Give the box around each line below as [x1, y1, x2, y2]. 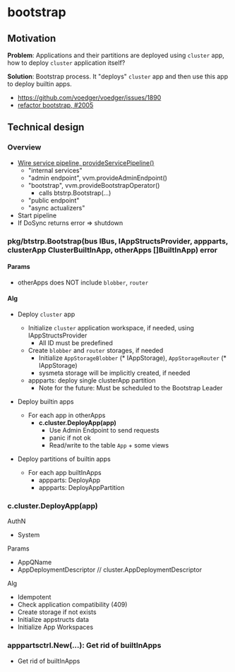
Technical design [7, 121, 85, 133]
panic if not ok [49, 433, 92, 442]
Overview [7, 143, 42, 152]
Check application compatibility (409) [17, 601, 128, 609]
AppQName [17, 558, 52, 567]
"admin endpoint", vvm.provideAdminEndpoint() [28, 174, 168, 182]
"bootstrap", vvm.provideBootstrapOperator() [28, 181, 160, 189]
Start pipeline [17, 211, 57, 220]
